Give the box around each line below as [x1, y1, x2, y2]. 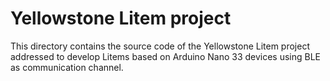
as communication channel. [10, 61, 124, 73]
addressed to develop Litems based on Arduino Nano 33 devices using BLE [10, 50, 322, 62]
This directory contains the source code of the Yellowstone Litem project [10, 40, 311, 52]
